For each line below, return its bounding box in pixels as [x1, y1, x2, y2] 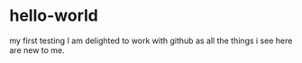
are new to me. [9, 44, 65, 55]
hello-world [9, 5, 99, 26]
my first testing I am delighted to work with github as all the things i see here [9, 35, 293, 46]
